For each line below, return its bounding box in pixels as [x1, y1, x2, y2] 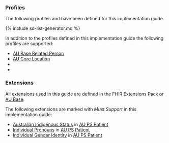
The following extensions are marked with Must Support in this [5, 106, 136, 112]
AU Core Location [12, 56, 50, 62]
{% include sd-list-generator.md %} [5, 25, 80, 31]
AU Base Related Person [12, 50, 64, 57]
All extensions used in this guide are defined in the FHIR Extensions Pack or [5, 91, 164, 97]
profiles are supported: [5, 41, 53, 47]
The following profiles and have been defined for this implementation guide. [5, 16, 164, 22]
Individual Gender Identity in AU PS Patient [12, 132, 103, 138]
